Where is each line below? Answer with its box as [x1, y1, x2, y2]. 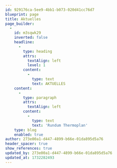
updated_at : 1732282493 [5, 155, 55, 160]
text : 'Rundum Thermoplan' [31, 123, 88, 128]
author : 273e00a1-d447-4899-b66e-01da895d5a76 [5, 137, 104, 142]
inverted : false [14, 35, 48, 40]
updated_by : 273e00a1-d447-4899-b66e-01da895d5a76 [5, 151, 113, 156]
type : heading [23, 49, 52, 54]
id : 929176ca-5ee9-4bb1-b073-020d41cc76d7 [5, 7, 95, 12]
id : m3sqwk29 [14, 30, 41, 35]
